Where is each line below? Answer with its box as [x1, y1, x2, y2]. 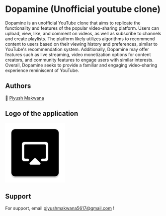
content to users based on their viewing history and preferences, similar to [5, 41, 158, 47]
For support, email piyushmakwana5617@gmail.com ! [5, 205, 114, 212]
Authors [5, 82, 31, 90]
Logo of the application [5, 109, 79, 118]
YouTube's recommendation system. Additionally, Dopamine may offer [5, 46, 149, 52]
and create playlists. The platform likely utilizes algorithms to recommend [5, 36, 155, 42]
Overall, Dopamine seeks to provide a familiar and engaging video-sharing [5, 62, 158, 68]
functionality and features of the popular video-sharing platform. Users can [5, 25, 160, 31]
